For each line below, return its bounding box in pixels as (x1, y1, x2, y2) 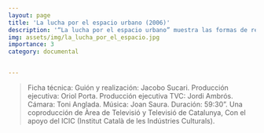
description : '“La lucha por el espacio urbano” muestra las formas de (8, 26, 247, 34)
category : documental (8, 48, 79, 56)
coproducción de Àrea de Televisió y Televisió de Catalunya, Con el (27, 108, 246, 117)
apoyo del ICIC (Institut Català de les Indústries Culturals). (27, 117, 215, 125)
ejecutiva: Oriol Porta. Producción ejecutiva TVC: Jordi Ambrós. (27, 92, 233, 100)
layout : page (8, 11, 51, 20)
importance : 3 (8, 41, 55, 49)
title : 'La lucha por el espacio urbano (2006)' (8, 19, 170, 27)
